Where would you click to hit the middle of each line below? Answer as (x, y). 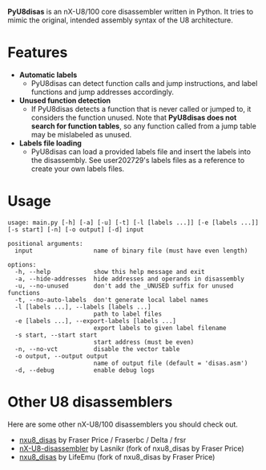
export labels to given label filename (160, 328)
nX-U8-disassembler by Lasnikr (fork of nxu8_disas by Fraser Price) (132, 448)
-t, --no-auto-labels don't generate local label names (112, 300)
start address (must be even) (144, 342)
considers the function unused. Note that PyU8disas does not (134, 117)
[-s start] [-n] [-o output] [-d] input (76, 229)
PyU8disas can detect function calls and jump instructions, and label (144, 83)
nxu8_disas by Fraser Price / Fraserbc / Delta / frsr (103, 439)
